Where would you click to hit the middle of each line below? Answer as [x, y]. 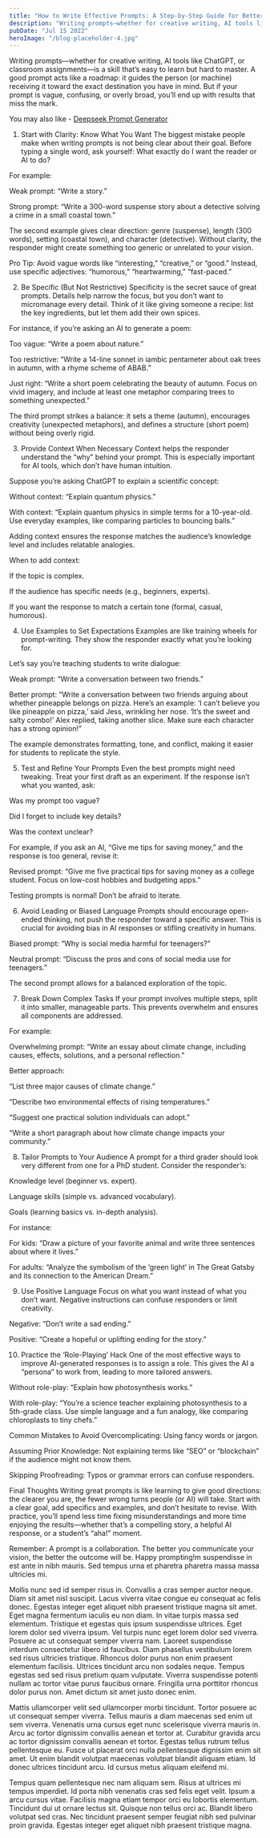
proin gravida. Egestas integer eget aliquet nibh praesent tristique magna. [131, 1825]
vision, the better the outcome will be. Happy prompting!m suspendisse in [131, 1557]
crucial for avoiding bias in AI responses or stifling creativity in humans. [139, 928]
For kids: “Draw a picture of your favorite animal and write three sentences [132, 1243]
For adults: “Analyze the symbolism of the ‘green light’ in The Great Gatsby [132, 1267]
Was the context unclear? [51, 832]
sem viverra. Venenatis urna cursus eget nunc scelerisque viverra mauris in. [135, 1725]
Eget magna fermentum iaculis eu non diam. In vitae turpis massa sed [124, 1615]
